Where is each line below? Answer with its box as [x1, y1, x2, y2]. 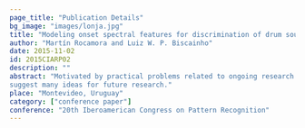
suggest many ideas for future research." [9, 80, 172, 89]
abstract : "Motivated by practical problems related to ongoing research [9, 72, 295, 81]
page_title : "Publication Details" [9, 13, 144, 23]
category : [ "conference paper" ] [9, 96, 132, 106]
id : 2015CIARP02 [9, 55, 71, 64]
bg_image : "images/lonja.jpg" [9, 22, 124, 31]
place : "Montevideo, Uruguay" [9, 88, 124, 97]
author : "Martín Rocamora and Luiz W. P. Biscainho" [9, 38, 213, 48]
